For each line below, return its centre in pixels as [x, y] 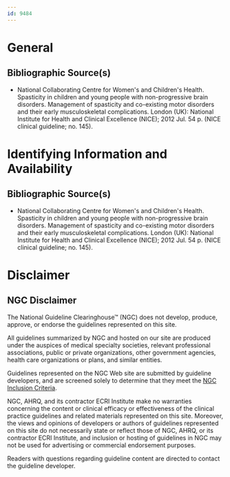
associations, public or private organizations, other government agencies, [112, 352]
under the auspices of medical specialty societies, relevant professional [109, 345]
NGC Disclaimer [42, 301]
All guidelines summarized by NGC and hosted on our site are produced [109, 338]
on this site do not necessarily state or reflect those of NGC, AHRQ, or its [110, 430]
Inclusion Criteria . [32, 387]
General [30, 47]
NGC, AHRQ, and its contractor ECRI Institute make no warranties [100, 401]
